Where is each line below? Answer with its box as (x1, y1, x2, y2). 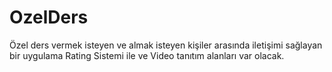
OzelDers (9, 6, 89, 29)
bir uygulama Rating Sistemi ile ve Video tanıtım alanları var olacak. (9, 49, 285, 61)
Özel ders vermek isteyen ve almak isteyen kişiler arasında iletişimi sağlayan (9, 39, 323, 51)
